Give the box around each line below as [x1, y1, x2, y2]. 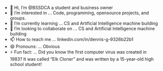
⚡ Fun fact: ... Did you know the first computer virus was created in [9, 49, 147, 55]
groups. [9, 15, 26, 21]
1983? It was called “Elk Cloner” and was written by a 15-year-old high [9, 56, 154, 62]
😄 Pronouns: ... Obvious [9, 43, 60, 49]
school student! [9, 62, 42, 67]
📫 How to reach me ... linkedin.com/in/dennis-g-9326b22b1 [9, 36, 134, 42]
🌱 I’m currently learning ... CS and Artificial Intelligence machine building [9, 20, 158, 26]
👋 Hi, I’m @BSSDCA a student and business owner [9, 5, 113, 10]
